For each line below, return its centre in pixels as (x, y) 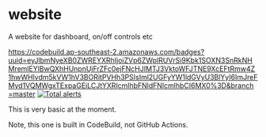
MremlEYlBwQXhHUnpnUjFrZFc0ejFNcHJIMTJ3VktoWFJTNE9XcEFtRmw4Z (132, 68)
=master (22, 93)
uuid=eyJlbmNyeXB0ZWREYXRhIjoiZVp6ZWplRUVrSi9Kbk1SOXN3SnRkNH (131, 60)
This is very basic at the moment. (63, 109)
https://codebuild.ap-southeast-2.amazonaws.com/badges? (106, 51)
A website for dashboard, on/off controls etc (80, 36)
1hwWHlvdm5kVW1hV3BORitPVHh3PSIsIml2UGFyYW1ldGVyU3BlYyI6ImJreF (133, 77)
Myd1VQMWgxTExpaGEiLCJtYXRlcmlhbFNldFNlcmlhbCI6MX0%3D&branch (131, 86)
